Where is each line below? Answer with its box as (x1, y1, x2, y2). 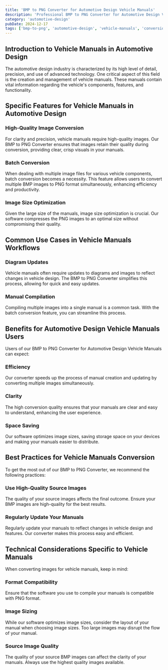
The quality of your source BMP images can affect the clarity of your (5, 654, 146, 660)
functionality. (5, 87, 32, 93)
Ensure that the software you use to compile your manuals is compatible (5, 590, 154, 596)
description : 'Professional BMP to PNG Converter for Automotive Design (5, 12, 160, 17)
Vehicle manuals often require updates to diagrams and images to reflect (5, 270, 155, 276)
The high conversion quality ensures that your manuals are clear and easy (5, 404, 158, 410)
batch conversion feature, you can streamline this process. (5, 310, 126, 316)
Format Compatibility (5, 579, 58, 586)
